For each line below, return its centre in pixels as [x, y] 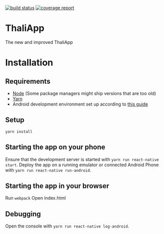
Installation [29, 63]
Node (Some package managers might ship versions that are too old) [84, 93]
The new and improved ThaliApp [39, 42]
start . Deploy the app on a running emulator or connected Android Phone [82, 165]
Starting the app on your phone [55, 147]
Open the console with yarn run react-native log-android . [67, 226]
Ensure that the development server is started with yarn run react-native [82, 159]
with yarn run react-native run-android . [48, 170]
